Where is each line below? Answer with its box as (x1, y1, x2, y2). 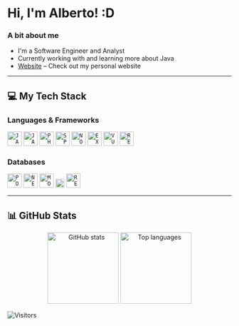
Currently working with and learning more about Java (17, 54, 174, 63)
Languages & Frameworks (7, 115, 100, 125)
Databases (7, 157, 46, 167)
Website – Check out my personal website (17, 62, 141, 71)
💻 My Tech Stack (7, 90, 87, 102)
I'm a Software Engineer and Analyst (17, 46, 125, 55)
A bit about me (7, 31, 59, 41)
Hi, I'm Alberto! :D (7, 5, 115, 21)
